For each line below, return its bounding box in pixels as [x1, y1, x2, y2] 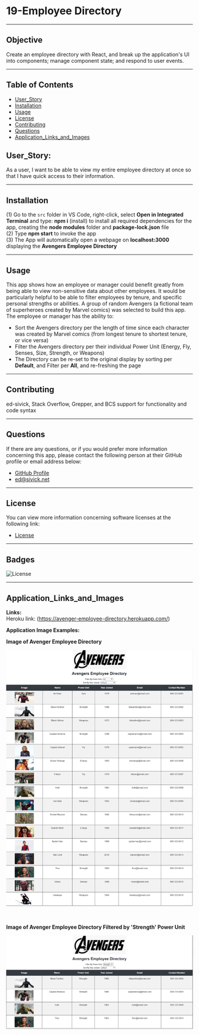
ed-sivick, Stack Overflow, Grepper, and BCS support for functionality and [6, 400, 187, 407]
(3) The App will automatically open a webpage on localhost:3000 [6, 236, 170, 244]
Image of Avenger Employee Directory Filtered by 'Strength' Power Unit [6, 923, 185, 931]
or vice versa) [14, 337, 49, 343]
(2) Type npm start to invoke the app [6, 230, 97, 237]
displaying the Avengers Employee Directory [6, 243, 117, 250]
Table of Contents [6, 80, 74, 90]
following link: [6, 520, 40, 527]
